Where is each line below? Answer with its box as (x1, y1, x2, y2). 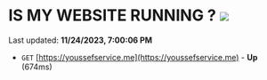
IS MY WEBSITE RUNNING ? (8, 5, 217, 26)
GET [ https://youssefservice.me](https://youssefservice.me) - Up (20, 52, 258, 62)
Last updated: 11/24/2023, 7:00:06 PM (8, 35, 153, 45)
